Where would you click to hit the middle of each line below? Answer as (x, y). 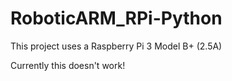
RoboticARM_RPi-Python (116, 18)
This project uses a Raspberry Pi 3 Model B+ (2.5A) (116, 46)
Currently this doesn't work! (68, 65)
